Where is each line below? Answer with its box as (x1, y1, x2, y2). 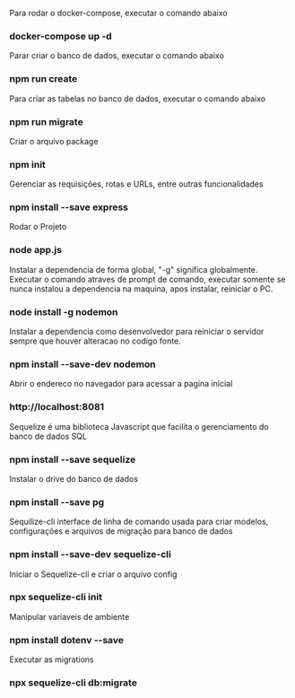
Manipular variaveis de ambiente (9, 611, 130, 622)
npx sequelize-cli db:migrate (9, 676, 137, 689)
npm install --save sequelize (9, 453, 136, 466)
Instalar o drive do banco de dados (9, 473, 139, 484)
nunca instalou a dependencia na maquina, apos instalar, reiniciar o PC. (9, 283, 273, 294)
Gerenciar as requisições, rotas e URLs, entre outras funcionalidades (9, 179, 264, 189)
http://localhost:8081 (9, 401, 105, 414)
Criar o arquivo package (9, 135, 99, 146)
